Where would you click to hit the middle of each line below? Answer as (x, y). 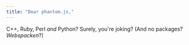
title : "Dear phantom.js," (40, 12)
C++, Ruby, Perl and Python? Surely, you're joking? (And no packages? (94, 29)
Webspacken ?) (25, 35)
